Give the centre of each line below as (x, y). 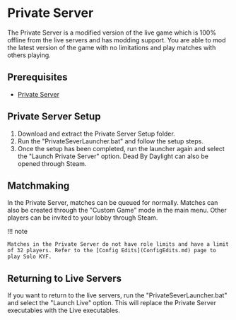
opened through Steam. (52, 163)
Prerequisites (37, 77)
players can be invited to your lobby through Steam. (83, 218)
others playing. (29, 55)
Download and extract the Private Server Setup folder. (96, 134)
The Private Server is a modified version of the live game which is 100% (112, 32)
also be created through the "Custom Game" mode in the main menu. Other (117, 211)
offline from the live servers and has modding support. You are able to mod (117, 40)
